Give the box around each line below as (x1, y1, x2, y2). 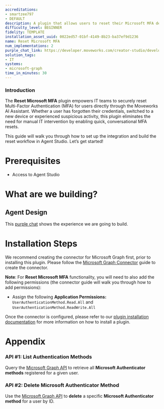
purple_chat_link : (5, 48, 42, 53)
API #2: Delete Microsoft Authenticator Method (5, 382, 120, 389)
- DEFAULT (5, 16, 25, 21)
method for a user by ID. (5, 398, 55, 404)
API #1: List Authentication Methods (5, 353, 92, 360)
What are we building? (5, 189, 98, 200)
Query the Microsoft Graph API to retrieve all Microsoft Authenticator (5, 365, 145, 370)
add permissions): (5, 285, 41, 290)
